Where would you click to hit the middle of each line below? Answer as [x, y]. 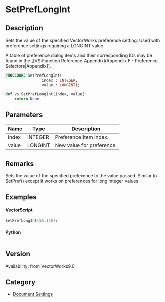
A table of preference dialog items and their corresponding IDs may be [79, 55]
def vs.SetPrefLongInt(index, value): [46, 94]
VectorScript [19, 210]
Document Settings [33, 294]
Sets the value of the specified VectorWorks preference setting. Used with [83, 40]
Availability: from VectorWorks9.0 [40, 266]
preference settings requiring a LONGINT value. [55, 46]
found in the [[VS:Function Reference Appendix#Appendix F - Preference [81, 61]
